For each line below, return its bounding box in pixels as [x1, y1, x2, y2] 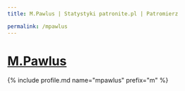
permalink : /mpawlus [7, 22, 68, 30]
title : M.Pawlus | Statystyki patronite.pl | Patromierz [7, 10, 179, 17]
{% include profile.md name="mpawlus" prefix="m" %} [7, 76, 169, 85]
